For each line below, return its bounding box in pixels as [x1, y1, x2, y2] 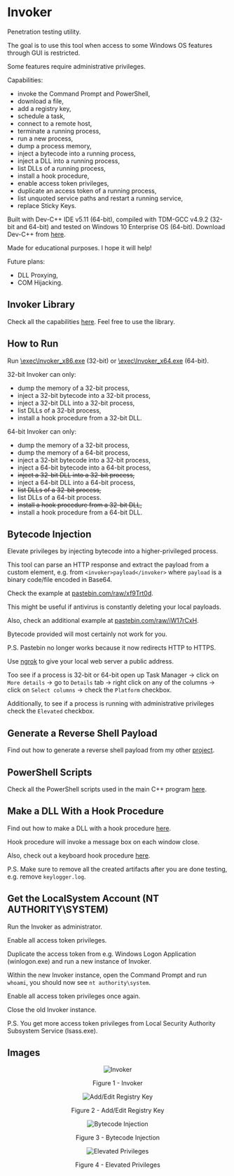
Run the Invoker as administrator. [7, 922, 103, 931]
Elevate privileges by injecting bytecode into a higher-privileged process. [7, 547, 219, 555]
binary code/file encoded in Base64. [7, 576, 113, 584]
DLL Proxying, [17, 271, 58, 279]
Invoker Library [7, 299, 76, 311]
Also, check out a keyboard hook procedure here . [7, 851, 151, 860]
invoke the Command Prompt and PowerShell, [17, 89, 151, 98]
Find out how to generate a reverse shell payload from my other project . [7, 746, 215, 754]
